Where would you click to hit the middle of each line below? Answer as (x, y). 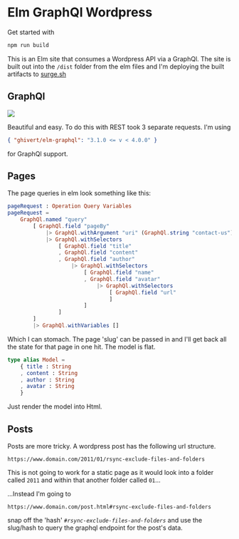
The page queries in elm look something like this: (79, 193)
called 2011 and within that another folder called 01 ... (84, 480)
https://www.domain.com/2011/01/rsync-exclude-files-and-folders (106, 459)
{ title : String (46, 366)
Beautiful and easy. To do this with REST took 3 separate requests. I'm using (119, 127)
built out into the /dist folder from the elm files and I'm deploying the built (116, 66)
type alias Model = (36, 360)
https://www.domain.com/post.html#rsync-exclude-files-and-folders (110, 507)
